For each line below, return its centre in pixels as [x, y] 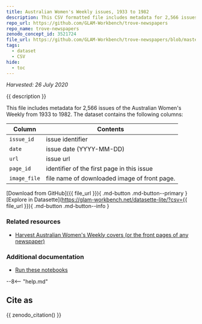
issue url [58, 159]
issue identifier [67, 139]
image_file [25, 179]
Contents [111, 129]
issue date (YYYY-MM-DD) [85, 149]
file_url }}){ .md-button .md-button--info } [58, 206]
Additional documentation [45, 257]
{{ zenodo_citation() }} [34, 315]
